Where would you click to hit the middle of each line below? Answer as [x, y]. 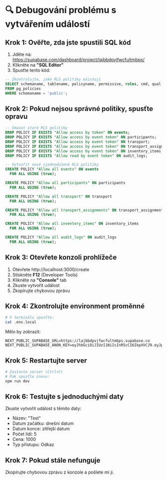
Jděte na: [22, 54]
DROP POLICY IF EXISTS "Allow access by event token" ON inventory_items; [84, 151]
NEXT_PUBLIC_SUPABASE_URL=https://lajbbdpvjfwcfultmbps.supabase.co [78, 341]
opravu [16, 116]
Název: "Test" [27, 418]
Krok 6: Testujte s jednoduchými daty [65, 397]
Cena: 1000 [24, 439]
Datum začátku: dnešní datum [43, 423]
